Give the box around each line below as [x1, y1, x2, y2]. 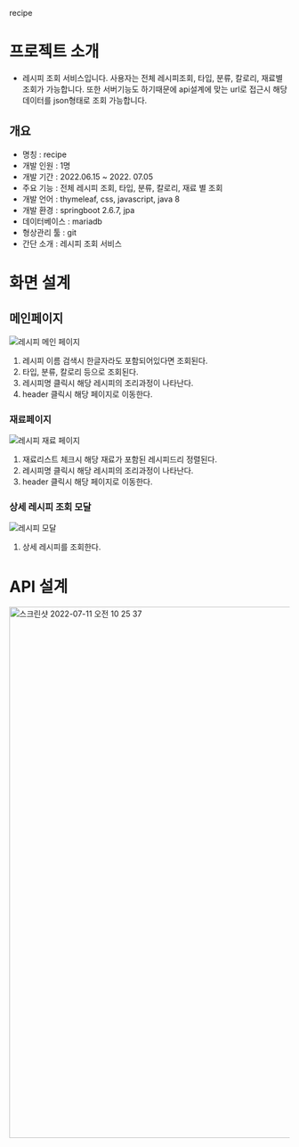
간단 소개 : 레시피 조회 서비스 [21, 238, 123, 249]
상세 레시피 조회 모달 [9, 500, 92, 513]
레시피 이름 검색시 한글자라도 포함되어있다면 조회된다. [21, 355, 208, 366]
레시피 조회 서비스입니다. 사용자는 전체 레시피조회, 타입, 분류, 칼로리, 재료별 [21, 72, 283, 83]
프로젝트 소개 [9, 42, 100, 62]
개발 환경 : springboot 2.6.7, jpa [21, 204, 135, 215]
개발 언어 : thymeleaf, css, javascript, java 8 [21, 194, 181, 204]
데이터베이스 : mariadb [21, 216, 102, 227]
